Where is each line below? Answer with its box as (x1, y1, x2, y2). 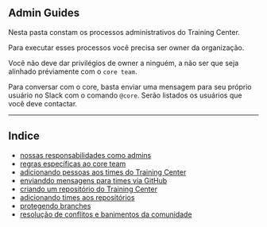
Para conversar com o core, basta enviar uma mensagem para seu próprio (8, 82, 252, 91)
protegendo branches (19, 201, 91, 210)
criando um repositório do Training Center (19, 184, 157, 194)
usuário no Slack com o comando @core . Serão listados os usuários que (8, 90, 242, 100)
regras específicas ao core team (19, 159, 126, 168)
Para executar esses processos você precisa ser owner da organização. (8, 43, 245, 52)
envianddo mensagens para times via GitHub (19, 175, 168, 185)
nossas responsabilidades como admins (19, 150, 152, 160)
